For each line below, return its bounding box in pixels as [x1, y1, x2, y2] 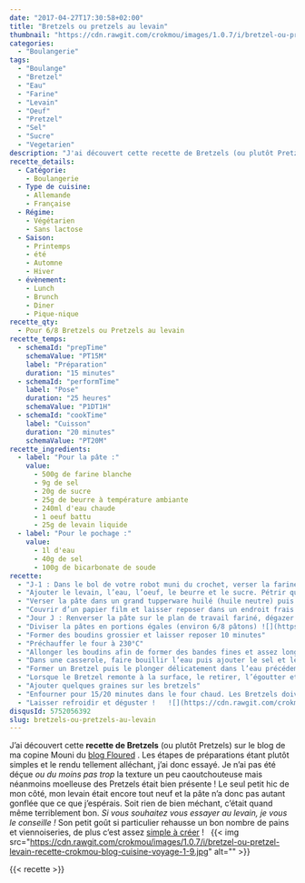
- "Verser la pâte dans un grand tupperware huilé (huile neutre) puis [17, 597, 295, 606]
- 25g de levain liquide [33, 520, 128, 530]
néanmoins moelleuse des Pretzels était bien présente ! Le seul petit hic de [9, 778, 290, 789]
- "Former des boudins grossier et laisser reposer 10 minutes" [17, 630, 266, 639]
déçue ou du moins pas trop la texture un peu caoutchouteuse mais [9, 769, 263, 780]
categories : [9, 38, 54, 48]
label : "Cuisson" [25, 419, 92, 428]
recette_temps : [9, 335, 67, 344]
